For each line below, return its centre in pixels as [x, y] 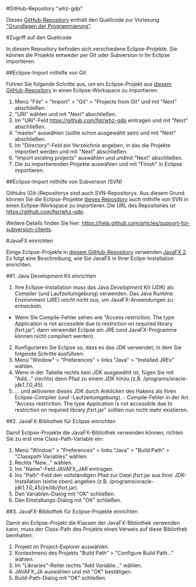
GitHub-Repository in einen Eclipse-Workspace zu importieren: [82, 90]
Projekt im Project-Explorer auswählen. [62, 546]
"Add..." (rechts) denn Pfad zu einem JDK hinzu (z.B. [78, 379]
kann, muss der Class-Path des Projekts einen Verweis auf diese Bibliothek [97, 529]
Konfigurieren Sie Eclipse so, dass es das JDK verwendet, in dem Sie [98, 348]
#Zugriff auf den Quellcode [39, 37]
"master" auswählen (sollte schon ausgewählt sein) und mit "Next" [95, 133]
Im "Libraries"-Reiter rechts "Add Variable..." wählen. [78, 565]
